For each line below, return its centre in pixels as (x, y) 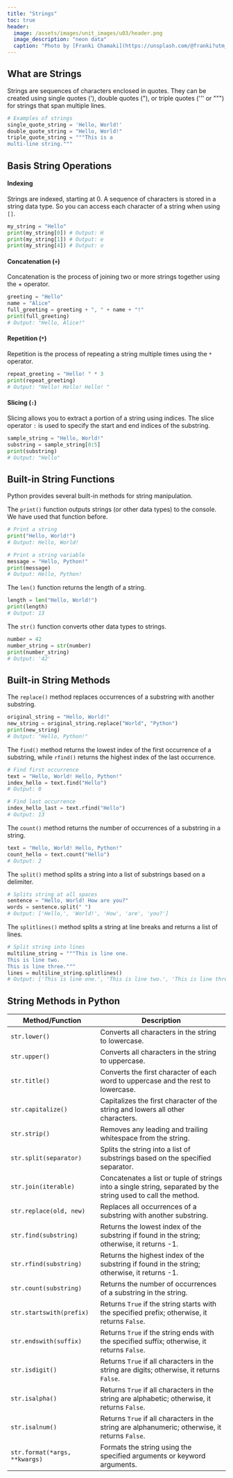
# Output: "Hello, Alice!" (46, 323)
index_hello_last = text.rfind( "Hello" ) (67, 808)
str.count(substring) (46, 1288)
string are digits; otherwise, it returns (160, 1370)
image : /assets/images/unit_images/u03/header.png (88, 33)
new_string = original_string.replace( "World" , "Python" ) (93, 724)
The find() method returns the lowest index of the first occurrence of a (109, 749)
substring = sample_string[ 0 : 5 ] (54, 445)
